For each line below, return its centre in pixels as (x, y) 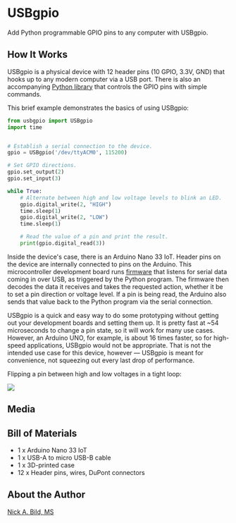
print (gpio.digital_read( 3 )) (63, 243)
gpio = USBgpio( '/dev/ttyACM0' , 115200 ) (68, 153)
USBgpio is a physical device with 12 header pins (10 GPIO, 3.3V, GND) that (116, 71)
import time (25, 127)
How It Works (38, 55)
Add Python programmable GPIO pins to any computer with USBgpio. (108, 32)
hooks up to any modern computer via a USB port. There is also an (104, 79)
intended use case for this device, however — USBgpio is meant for (106, 352)
